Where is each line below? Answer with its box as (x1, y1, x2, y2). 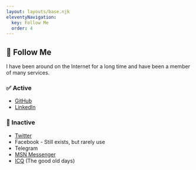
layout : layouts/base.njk (6, 8, 70, 15)
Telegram (14, 145, 38, 152)
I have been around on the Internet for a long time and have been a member (6, 63, 191, 70)
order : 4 (11, 25, 33, 31)
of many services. (6, 69, 50, 76)
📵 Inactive (6, 118, 35, 127)
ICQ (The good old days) (14, 157, 75, 164)
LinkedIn (14, 104, 36, 111)
